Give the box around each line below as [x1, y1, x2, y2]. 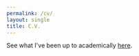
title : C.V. [6, 23, 41, 29]
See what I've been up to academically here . [6, 42, 133, 50]
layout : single [6, 16, 50, 23]
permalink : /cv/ [6, 10, 53, 17]
